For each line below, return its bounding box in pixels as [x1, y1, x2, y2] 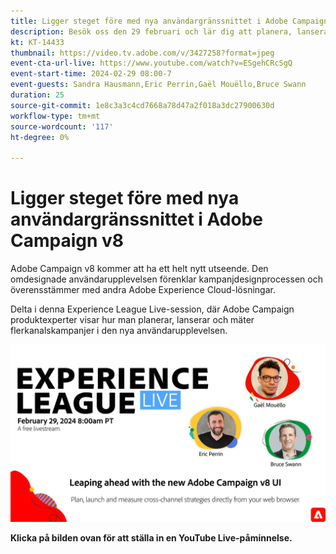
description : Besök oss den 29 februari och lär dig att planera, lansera [10, 26, 329, 37]
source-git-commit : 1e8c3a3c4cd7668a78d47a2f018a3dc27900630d [10, 100, 275, 110]
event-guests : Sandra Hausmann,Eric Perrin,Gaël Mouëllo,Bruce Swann [10, 80, 307, 90]
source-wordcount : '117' [10, 121, 114, 132]
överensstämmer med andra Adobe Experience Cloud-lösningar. [10, 284, 276, 296]
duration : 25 [10, 90, 65, 100]
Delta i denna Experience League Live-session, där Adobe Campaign [10, 303, 295, 315]
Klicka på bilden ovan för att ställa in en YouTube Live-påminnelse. [10, 531, 293, 544]
